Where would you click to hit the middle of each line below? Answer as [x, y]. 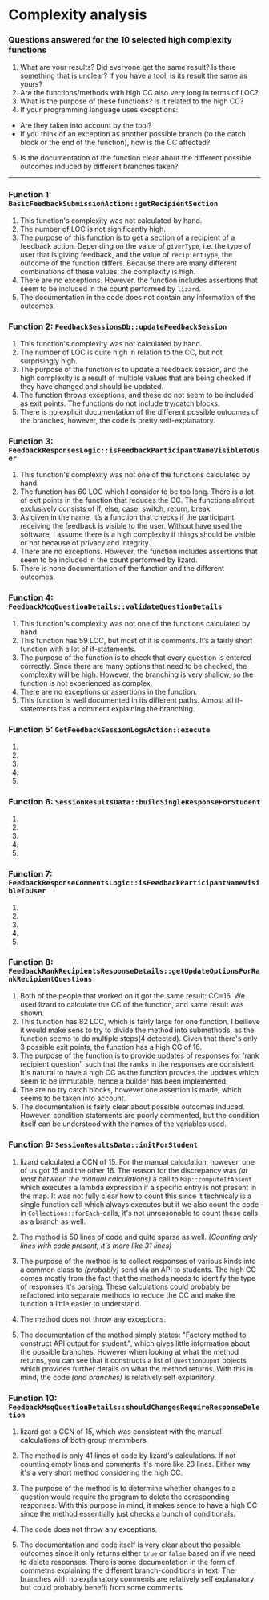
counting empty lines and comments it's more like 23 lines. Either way [135, 1464]
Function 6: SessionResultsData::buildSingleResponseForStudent [134, 801]
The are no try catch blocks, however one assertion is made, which [130, 1089]
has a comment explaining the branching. [127, 708]
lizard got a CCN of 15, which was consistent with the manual [120, 1432]
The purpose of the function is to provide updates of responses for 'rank [140, 1055]
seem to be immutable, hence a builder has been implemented [123, 1081]
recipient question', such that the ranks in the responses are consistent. [138, 1063]
